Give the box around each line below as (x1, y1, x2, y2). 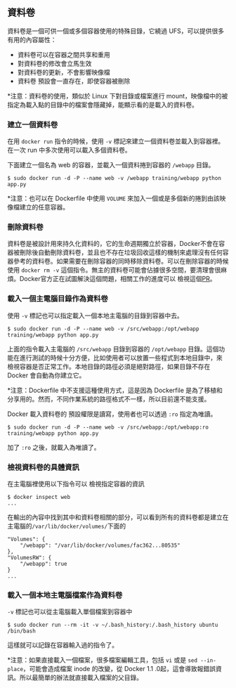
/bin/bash (7, 628, 37, 635)
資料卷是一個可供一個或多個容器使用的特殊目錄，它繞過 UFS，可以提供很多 (7, 27, 225, 35)
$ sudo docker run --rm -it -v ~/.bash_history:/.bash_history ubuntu (7, 621, 218, 629)
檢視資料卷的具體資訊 (7, 462, 79, 472)
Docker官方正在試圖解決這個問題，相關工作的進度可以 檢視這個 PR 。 (19, 275, 216, 283)
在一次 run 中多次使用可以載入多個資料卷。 (7, 146, 131, 155)
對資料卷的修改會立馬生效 (17, 59, 92, 67)
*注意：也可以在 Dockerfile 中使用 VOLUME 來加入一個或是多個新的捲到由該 (7, 194, 220, 202)
